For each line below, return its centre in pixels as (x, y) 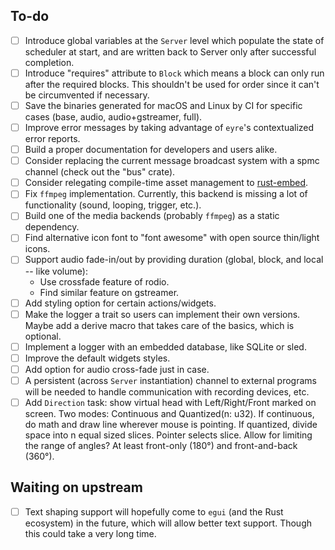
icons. (37, 249)
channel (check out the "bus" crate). (100, 172)
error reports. (52, 139)
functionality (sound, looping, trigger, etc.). (113, 205)
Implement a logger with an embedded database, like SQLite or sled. (165, 346)
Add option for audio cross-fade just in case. (117, 369)
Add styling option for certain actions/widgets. (120, 303)
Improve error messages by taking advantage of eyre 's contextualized (169, 127)
